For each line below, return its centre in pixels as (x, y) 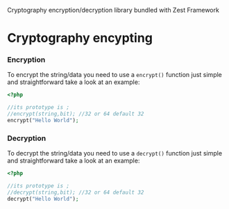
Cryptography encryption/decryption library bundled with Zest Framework (113, 10)
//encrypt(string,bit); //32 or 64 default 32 (76, 114)
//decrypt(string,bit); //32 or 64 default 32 (76, 193)
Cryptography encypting (80, 38)
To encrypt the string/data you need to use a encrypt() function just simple (114, 75)
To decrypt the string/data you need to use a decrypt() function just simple (115, 153)
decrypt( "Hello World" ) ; (43, 199)
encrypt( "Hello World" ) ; (43, 121)
